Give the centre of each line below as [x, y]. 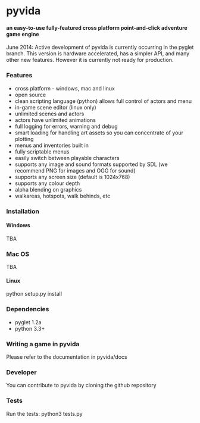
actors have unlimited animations [55, 120]
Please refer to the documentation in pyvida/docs [67, 357]
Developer [21, 372]
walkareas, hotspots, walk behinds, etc [62, 196]
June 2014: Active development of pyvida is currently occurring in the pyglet [100, 47]
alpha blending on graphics [48, 189]
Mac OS [18, 254]
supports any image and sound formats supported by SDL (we [91, 164]
